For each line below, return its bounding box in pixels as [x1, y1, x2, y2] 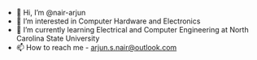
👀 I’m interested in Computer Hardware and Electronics [15, 16, 201, 26]
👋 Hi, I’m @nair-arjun [15, 8, 86, 17]
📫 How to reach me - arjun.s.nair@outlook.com [15, 43, 177, 52]
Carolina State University [15, 33, 100, 43]
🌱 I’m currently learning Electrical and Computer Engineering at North [15, 25, 250, 34]
